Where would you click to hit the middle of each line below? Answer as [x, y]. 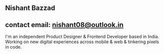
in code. [13, 47]
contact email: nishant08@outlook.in [64, 25]
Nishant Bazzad [30, 8]
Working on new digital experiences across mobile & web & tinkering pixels [82, 42]
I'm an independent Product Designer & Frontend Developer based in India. [82, 37]
